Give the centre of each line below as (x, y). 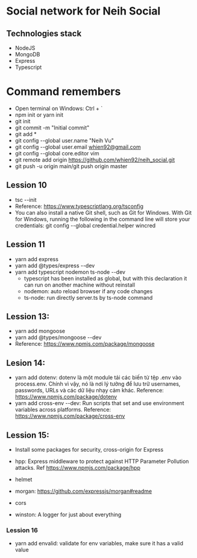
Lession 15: (28, 435)
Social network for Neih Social (83, 11)
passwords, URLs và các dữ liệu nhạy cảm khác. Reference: (89, 391)
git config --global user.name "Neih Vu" (64, 140)
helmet (23, 479)
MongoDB (27, 54)
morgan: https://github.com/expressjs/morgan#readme (83, 491)
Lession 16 (22, 530)
